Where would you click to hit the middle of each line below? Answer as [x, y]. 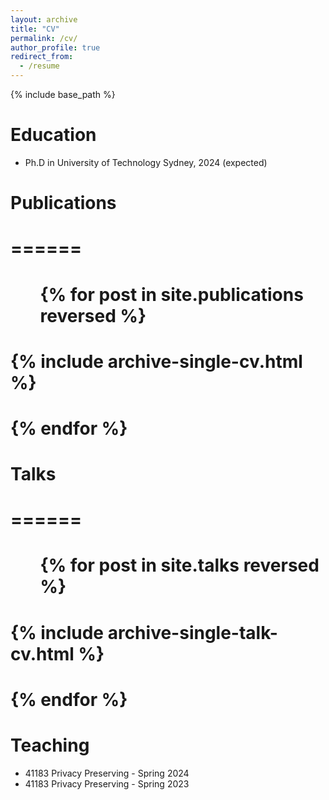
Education [53, 135]
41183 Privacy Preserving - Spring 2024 [107, 773]
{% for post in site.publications [171, 294]
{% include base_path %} [63, 94]
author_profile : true [55, 47]
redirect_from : [42, 57]
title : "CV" [35, 29]
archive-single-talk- [192, 632]
